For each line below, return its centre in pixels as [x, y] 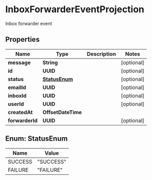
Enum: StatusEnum [37, 139]
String [50, 62]
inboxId [17, 95]
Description [101, 54]
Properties [23, 40]
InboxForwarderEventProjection [75, 9]
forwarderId [23, 120]
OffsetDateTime [62, 112]
